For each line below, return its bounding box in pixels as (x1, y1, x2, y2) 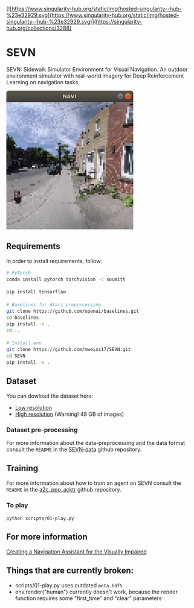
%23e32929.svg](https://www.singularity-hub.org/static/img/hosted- (6, 12, 179, 19)
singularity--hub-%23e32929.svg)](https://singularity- (6, 18, 143, 25)
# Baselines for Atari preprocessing (6, 302, 102, 308)
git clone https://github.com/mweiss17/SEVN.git (6, 347, 131, 353)
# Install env (6, 340, 42, 346)
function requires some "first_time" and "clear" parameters (15, 594, 162, 602)
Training (6, 463, 39, 473)
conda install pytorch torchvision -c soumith (6, 276, 126, 282)
